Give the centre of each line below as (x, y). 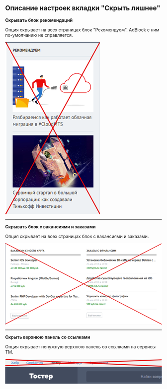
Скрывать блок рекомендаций (39, 20)
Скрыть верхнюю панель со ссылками (48, 337)
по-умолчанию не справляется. (39, 35)
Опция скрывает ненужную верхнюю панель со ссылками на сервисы (80, 347)
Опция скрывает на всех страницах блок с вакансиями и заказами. (77, 236)
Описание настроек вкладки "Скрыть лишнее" (83, 8)
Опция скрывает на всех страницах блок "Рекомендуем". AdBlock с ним (83, 30)
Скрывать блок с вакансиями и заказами (50, 227)
